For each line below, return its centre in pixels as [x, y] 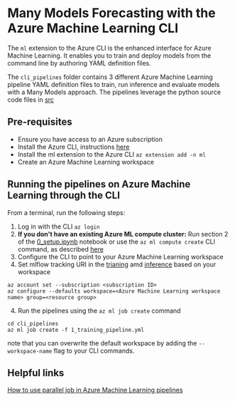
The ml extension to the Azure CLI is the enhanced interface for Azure [109, 48]
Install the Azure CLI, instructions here [73, 147]
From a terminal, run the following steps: [66, 212]
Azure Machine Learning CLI [93, 28]
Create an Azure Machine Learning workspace [86, 162]
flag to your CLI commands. [94, 350]
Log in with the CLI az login [59, 226]
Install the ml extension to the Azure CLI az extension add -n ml [111, 154]
